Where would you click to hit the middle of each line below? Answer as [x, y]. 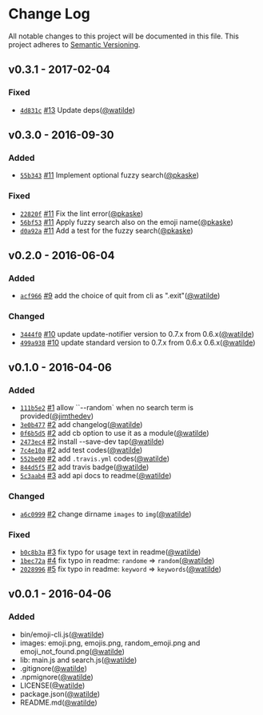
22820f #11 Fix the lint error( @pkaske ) [82, 214]
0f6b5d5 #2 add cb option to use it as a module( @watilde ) [114, 433]
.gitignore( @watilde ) [54, 668]
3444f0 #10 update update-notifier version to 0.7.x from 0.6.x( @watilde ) [137, 334]
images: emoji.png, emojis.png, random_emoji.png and [110, 643]
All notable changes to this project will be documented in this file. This [124, 36]
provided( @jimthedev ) [57, 416]
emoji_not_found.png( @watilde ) [72, 651]
